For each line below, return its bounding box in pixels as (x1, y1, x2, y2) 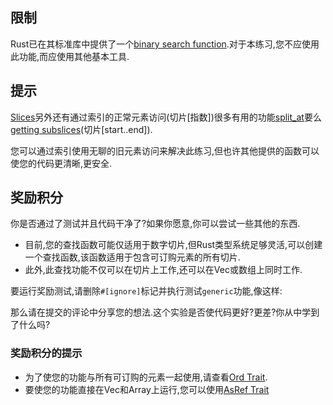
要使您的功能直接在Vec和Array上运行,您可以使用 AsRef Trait (24, 383, 270, 395)
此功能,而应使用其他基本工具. (10, 50, 130, 62)
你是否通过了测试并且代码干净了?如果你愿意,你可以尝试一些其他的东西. (10, 218, 301, 230)
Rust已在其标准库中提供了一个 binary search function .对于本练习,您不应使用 (10, 38, 320, 50)
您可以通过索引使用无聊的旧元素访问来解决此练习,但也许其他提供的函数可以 (10, 144, 320, 157)
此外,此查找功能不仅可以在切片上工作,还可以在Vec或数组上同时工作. (24, 264, 303, 276)
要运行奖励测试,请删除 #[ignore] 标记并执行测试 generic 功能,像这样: (10, 285, 283, 297)
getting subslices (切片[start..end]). (10, 123, 153, 135)
